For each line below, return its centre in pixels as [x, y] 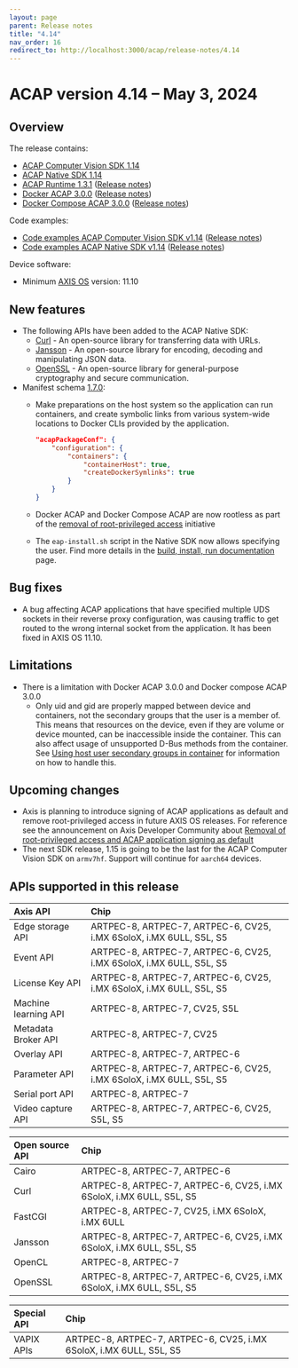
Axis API [32, 912]
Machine [32, 1003]
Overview [37, 127]
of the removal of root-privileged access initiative [125, 524]
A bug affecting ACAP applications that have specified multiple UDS [146, 609]
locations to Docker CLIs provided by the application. [132, 423]
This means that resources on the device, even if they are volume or [160, 724]
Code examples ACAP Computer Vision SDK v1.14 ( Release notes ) [142, 238]
